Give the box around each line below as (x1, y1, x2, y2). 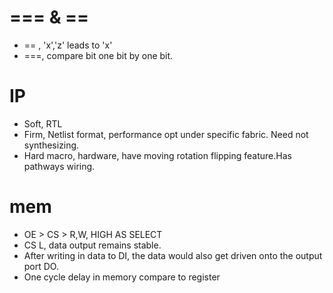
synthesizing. (23, 139, 80, 151)
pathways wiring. (23, 160, 96, 172)
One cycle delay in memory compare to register (23, 271, 221, 283)
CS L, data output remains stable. (23, 239, 162, 251)
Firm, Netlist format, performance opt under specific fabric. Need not (23, 128, 309, 140)
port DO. (23, 260, 59, 272)
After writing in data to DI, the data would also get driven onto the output (23, 249, 323, 261)
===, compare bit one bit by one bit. (23, 49, 174, 61)
